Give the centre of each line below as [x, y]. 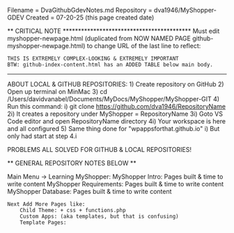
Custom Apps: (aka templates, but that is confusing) [99, 216]
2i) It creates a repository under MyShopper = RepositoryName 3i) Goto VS [115, 114]
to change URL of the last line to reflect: [144, 46]
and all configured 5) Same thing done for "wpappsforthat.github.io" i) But [114, 129]
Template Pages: [44, 223]
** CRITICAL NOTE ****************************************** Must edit [114, 31]
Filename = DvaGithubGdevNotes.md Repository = [80, 10]
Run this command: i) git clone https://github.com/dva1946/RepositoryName [117, 106]
